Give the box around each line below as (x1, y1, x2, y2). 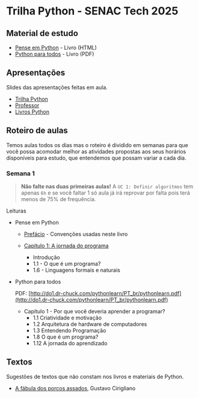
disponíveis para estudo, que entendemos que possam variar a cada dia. (6, 154, 186, 161)
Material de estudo (6, 28, 78, 38)
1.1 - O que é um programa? (32, 260, 101, 267)
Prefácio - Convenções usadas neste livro (23, 230, 128, 238)
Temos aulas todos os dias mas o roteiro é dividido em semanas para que (6, 141, 188, 148)
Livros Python (14, 108, 50, 115)
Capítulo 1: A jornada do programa (23, 242, 109, 249)
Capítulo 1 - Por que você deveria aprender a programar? (23, 307, 165, 315)
